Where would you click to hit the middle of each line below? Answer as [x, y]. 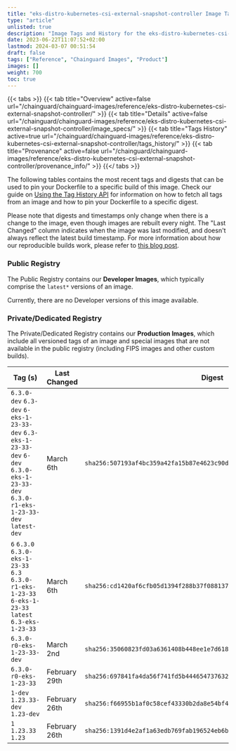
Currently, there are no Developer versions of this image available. [103, 300]
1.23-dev [25, 714]
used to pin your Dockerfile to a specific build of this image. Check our [110, 187]
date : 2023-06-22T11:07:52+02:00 [56, 40]
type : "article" [31, 20]
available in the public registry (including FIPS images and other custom [111, 348]
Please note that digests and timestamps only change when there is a [108, 215]
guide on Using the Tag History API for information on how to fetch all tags [115, 194]
